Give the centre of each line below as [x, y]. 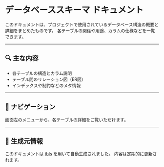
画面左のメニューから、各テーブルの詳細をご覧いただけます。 [67, 119]
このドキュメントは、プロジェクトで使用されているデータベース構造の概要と [82, 24]
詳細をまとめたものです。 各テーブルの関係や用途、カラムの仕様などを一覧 [80, 30]
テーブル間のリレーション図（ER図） [49, 79]
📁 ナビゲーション [31, 107]
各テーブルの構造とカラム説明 [42, 73]
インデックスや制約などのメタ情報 [46, 85]
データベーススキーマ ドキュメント [74, 10]
